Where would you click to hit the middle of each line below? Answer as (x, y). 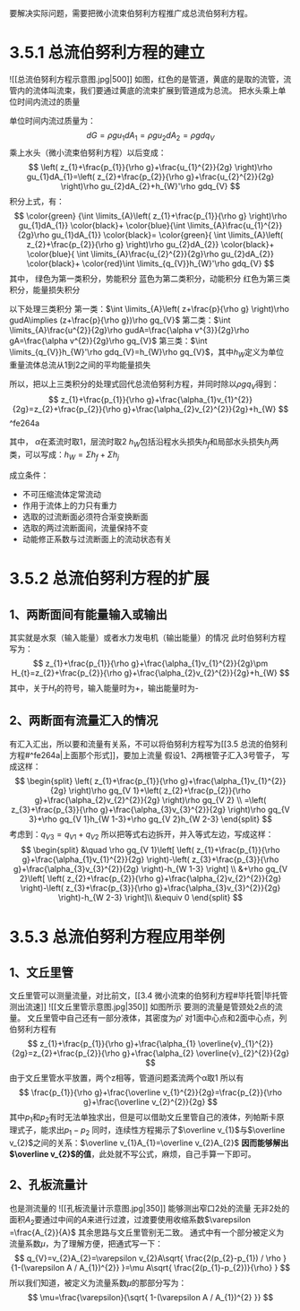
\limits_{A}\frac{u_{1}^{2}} (235, 225)
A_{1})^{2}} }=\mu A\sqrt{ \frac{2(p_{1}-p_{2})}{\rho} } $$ (185, 1267)
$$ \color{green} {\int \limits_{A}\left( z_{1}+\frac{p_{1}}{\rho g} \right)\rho (150, 216)
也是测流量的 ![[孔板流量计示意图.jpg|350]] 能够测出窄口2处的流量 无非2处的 (150, 1208)
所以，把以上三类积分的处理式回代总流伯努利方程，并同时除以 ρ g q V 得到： (144, 385)
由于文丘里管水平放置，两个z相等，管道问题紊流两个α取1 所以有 (127, 1078)
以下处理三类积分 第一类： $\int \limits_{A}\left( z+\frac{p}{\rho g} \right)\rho (149, 308)
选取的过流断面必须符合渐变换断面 (85, 516)
